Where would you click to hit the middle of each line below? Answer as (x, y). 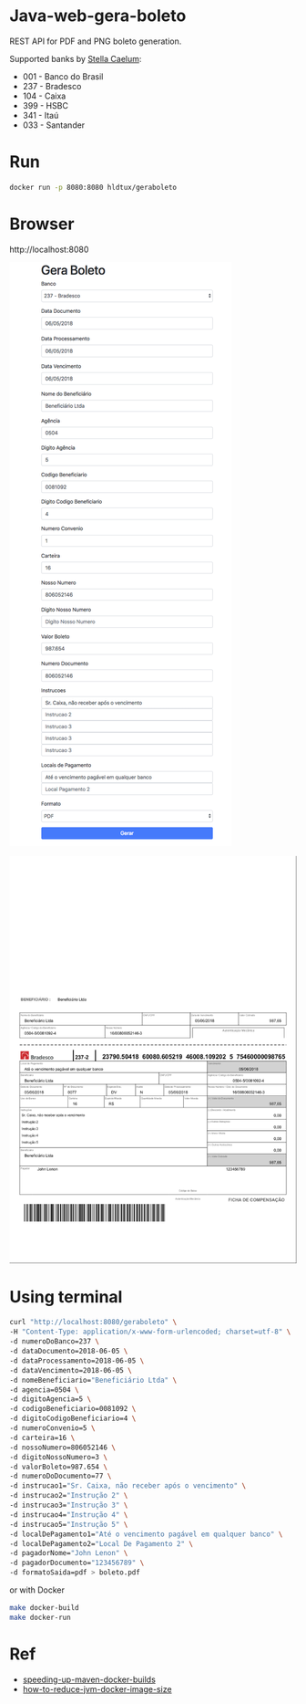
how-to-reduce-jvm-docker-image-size (97, 1688)
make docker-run (40, 1617)
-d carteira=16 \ (42, 1437)
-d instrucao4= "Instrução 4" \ (69, 1515)
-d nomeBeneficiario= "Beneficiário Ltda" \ (93, 1380)
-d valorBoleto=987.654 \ (58, 1467)
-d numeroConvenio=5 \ (52, 1428)
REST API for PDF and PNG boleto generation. (96, 41)
